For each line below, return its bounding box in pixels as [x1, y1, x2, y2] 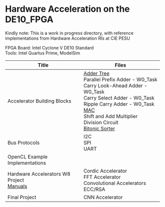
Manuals [7, 182, 27, 189]
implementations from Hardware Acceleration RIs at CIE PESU [5, 35, 130, 41]
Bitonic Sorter [83, 125, 115, 132]
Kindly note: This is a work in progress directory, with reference [5, 30, 134, 36]
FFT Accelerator [83, 173, 121, 180]
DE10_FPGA [5, 14, 54, 25]
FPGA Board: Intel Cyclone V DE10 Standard [5, 45, 94, 51]
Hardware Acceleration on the [5, 3, 130, 15]
